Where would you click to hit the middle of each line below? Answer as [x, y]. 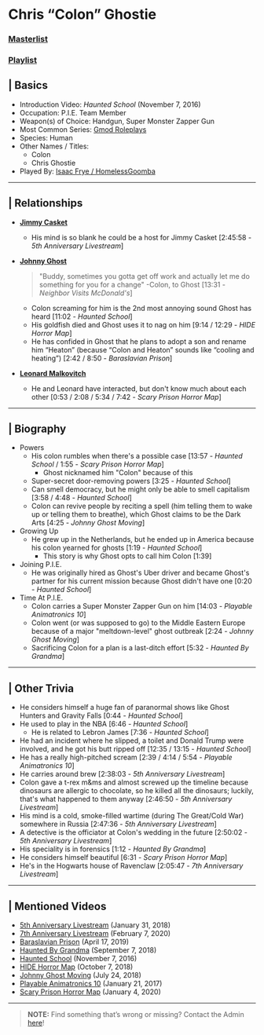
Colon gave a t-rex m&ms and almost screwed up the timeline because [134, 782]
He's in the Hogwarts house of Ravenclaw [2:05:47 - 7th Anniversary [131, 866]
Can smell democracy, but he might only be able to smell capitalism [140, 489]
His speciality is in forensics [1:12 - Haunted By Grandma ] [113, 849]
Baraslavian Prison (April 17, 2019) [74, 942]
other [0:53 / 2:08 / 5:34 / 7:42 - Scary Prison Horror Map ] [126, 397]
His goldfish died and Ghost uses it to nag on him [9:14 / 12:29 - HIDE [143, 324]
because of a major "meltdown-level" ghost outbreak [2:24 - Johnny [142, 631]
